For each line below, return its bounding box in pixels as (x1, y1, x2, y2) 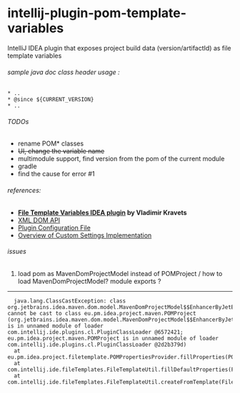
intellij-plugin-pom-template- (7, 5, 187, 21)
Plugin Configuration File (17, 223, 91, 232)
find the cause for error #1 (17, 170, 95, 178)
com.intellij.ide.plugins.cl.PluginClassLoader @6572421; (7, 328, 184, 336)
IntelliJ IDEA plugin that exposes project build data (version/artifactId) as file (7, 44, 231, 52)
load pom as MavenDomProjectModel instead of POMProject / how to (17, 269, 223, 277)
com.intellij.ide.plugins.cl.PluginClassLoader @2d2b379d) (7, 341, 187, 348)
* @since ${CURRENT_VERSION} (7, 96, 94, 103)
